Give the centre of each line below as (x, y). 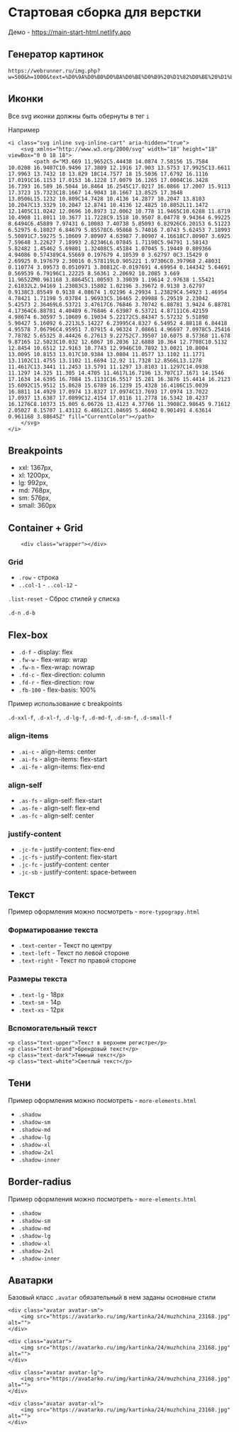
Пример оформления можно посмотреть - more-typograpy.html (104, 912)
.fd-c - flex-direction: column (62, 675)
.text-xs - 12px (41, 1010)
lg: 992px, (33, 483)
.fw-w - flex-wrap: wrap (53, 660)
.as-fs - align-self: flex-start (60, 800)
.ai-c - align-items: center (57, 752)
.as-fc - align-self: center (56, 816)
